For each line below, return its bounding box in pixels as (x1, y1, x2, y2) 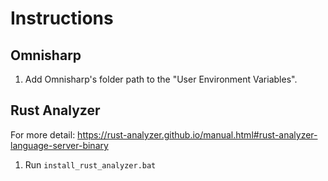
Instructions (10, 7, 114, 30)
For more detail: (10, 128, 76, 141)
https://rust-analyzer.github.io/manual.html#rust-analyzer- (77, 128, 318, 141)
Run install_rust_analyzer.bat (24, 158, 157, 171)
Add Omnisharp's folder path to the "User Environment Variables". (24, 73, 298, 85)
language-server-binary (10, 139, 109, 151)
